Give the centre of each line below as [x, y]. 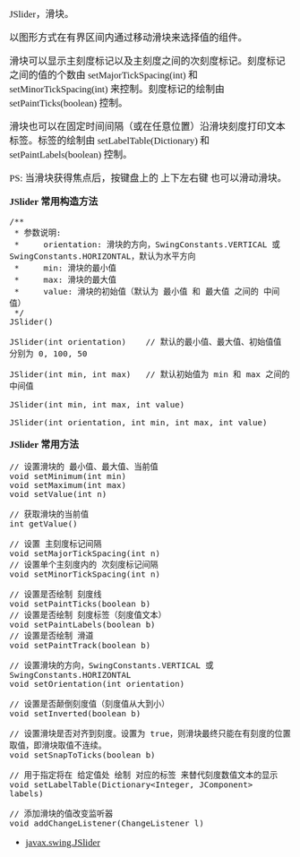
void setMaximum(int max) [68, 485]
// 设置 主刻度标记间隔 [56, 544]
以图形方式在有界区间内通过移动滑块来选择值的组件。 [129, 38]
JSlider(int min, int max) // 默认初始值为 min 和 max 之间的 [150, 375]
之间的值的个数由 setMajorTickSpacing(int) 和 [104, 75]
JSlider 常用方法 [44, 445]
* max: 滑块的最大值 [65, 280]
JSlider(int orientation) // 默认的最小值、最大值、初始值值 [146, 342]
